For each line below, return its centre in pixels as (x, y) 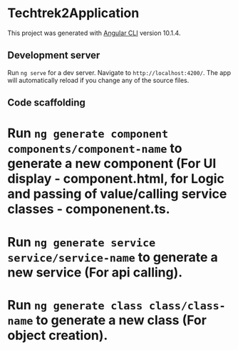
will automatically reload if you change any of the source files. (98, 80)
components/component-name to (95, 149)
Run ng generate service (82, 242)
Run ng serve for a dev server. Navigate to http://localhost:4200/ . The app (119, 72)
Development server (54, 55)
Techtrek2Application (73, 13)
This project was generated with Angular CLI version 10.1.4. (94, 33)
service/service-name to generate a (113, 257)
